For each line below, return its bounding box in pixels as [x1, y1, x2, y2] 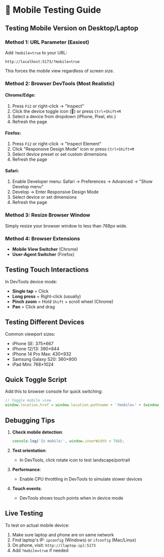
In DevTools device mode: [5, 278, 58, 284]
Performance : [12, 466, 41, 472]
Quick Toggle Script [5, 376, 67, 384]
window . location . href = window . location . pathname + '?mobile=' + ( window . [5, 403, 161, 407]
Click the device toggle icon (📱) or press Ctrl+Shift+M [12, 108, 121, 114]
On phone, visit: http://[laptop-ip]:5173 [12, 542, 96, 548]
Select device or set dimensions [12, 194, 77, 200]
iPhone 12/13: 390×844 [12, 346, 60, 352]
